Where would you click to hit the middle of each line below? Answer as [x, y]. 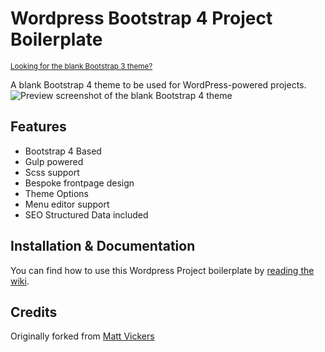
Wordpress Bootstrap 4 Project [141, 18]
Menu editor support [67, 204]
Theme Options [56, 193]
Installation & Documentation [103, 246]
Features [38, 127]
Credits [34, 312]
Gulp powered [54, 161]
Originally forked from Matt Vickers [82, 336]
